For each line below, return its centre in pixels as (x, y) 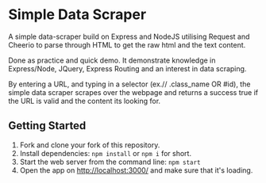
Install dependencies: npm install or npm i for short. (106, 153)
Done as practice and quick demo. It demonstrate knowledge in (112, 60)
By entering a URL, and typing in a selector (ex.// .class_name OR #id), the (129, 84)
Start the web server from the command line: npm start (110, 162)
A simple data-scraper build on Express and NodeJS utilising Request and (129, 36)
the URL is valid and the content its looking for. (85, 101)
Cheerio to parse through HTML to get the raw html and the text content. (127, 44)
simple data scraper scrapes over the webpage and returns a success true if (133, 92)
